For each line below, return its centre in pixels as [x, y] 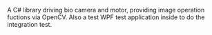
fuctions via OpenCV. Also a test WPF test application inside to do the [106, 17]
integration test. [30, 24]
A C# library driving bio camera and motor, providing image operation [106, 10]
